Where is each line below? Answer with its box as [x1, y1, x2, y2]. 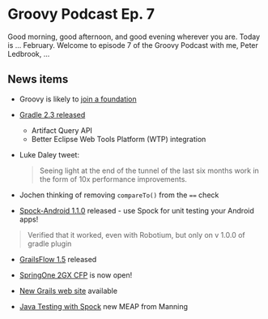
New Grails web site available [19, 286, 118, 295]
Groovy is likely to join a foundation [19, 94, 137, 104]
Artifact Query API [31, 125, 92, 135]
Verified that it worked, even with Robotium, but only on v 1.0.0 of [27, 230, 245, 239]
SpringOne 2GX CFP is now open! [19, 269, 133, 280]
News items [7, 72, 69, 86]
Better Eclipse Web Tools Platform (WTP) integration [31, 134, 206, 144]
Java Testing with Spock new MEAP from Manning [19, 301, 188, 311]
